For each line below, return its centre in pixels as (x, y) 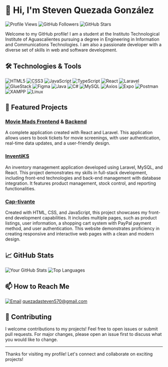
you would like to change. (32, 340)
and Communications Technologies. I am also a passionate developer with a (83, 44)
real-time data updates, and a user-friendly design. (58, 143)
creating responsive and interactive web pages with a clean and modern (79, 234)
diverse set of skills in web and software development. (61, 50)
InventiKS (17, 156)
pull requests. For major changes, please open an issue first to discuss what (83, 334)
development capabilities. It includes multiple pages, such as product (85, 218)
